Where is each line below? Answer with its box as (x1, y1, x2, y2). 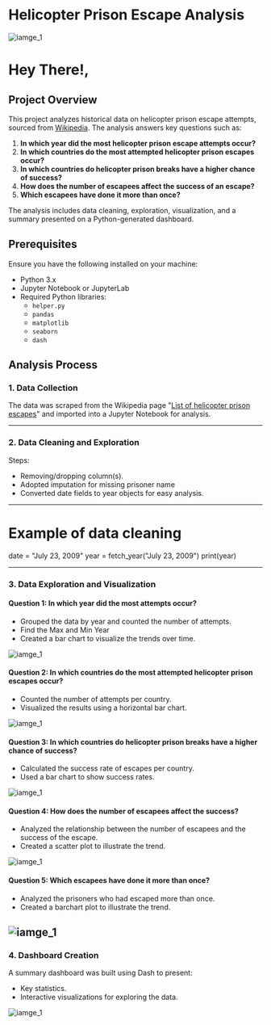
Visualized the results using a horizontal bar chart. (19, 703, 187, 712)
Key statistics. (19, 984, 67, 993)
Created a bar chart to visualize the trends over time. (19, 633, 196, 643)
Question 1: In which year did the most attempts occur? (8, 599, 198, 608)
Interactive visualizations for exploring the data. (19, 992, 179, 1002)
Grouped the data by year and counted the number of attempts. (19, 616, 231, 626)
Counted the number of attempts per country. (19, 695, 172, 704)
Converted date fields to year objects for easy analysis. (19, 488, 204, 498)
